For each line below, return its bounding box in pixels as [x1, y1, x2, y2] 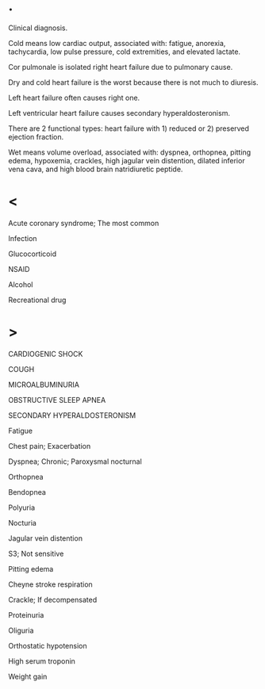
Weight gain [8, 672, 48, 681]
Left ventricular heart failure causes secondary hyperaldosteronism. [8, 108, 230, 117]
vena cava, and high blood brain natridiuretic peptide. [8, 164, 183, 174]
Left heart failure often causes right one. [8, 93, 140, 102]
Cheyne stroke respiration [8, 580, 93, 589]
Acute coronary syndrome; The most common [8, 218, 159, 228]
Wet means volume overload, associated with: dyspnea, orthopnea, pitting [8, 147, 252, 157]
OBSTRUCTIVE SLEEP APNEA [8, 395, 106, 404]
